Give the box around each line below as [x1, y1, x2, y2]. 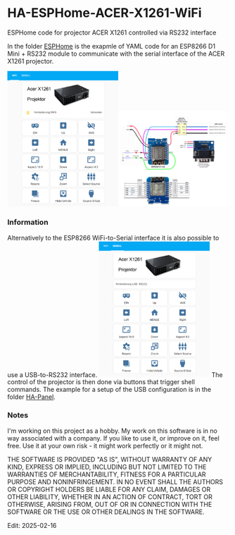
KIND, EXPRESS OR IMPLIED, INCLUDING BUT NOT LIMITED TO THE [7, 462, 207, 471]
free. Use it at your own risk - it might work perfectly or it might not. [7, 441, 203, 450]
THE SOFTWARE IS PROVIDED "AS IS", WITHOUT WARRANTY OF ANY [7, 455, 212, 463]
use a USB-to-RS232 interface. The [7, 370, 223, 379]
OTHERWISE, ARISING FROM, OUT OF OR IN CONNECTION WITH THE [7, 500, 212, 508]
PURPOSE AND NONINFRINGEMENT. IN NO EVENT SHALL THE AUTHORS [7, 477, 224, 486]
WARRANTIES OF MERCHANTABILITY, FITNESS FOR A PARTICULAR [7, 470, 206, 479]
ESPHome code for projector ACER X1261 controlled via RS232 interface [7, 28, 217, 37]
